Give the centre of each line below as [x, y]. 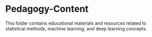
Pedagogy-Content [47, 9]
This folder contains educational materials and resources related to [76, 23]
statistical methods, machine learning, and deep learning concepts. [76, 28]
